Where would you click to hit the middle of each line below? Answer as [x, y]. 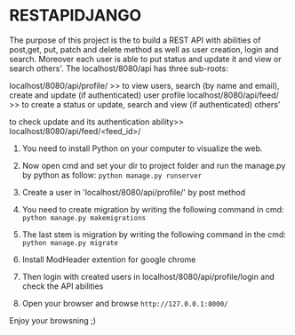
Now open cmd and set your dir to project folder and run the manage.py [154, 165]
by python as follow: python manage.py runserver [112, 175]
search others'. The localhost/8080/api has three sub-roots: [119, 68]
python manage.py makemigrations [84, 218]
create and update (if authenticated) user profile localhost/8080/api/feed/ [144, 95]
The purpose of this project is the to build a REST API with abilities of [135, 40]
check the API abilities [63, 286]
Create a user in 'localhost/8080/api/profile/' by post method [134, 192]
